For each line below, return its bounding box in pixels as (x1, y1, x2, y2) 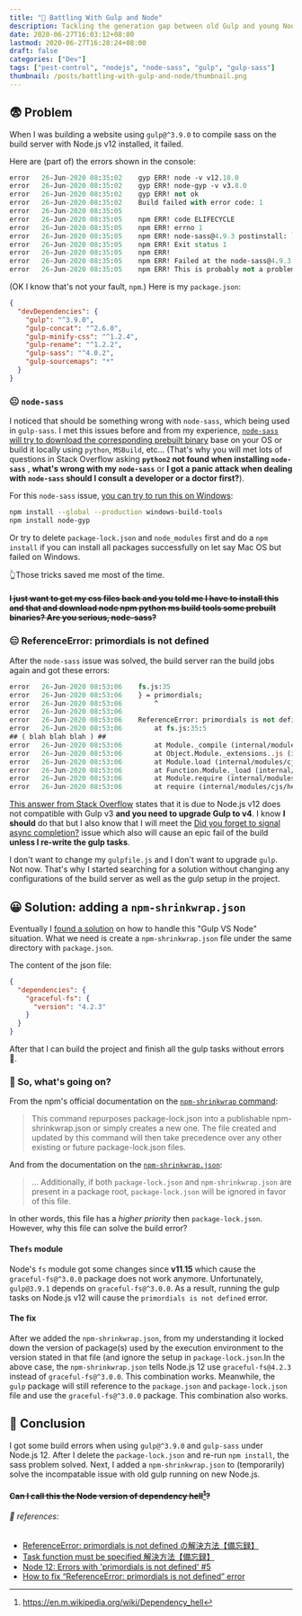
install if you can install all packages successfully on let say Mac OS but (9, 541, 281, 553)
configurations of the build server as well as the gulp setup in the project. (9, 874, 280, 884)
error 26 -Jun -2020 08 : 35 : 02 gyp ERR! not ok (9, 190, 200, 199)
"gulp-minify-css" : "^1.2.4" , (25, 332, 139, 342)
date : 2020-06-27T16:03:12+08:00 (9, 30, 135, 39)
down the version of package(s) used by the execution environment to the (9, 1342, 284, 1353)
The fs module (9, 1243, 64, 1254)
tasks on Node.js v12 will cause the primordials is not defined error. (9, 1292, 268, 1303)
